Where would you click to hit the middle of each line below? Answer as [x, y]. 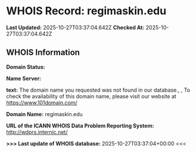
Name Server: [24, 78]
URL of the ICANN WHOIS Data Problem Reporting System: [80, 126]
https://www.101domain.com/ [42, 102]
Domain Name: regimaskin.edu [45, 114]
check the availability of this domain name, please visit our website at [91, 96]
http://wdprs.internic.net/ [37, 132]
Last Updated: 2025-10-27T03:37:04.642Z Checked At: [75, 27]
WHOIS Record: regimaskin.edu [86, 11]
